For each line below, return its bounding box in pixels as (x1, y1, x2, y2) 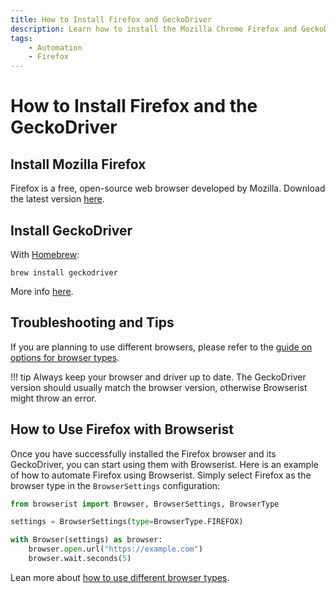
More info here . (10, 285, 74, 297)
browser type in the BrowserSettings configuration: (10, 479, 221, 491)
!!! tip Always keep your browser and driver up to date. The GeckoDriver (10, 371, 307, 383)
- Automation (28, 42, 83, 53)
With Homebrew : (10, 248, 80, 260)
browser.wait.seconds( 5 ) (28, 554, 132, 564)
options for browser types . (10, 351, 120, 363)
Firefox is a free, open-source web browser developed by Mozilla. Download (10, 182, 326, 195)
